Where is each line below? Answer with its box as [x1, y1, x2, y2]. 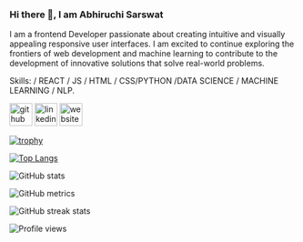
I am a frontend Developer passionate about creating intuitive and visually [9, 29, 286, 40]
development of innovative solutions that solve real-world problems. [9, 58, 266, 69]
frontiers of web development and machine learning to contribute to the [9, 48, 278, 59]
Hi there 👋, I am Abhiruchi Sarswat [9, 8, 164, 21]
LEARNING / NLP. [9, 86, 76, 96]
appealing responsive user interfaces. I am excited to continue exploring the [9, 38, 295, 49]
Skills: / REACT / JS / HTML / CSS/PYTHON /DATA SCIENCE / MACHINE [9, 76, 279, 86]
